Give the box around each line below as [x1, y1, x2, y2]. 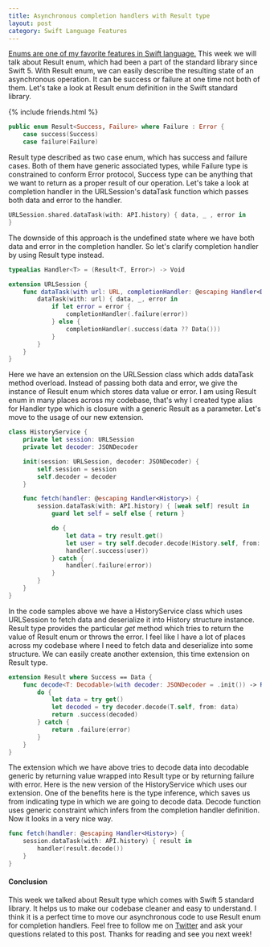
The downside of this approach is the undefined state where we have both [8, 233, 255, 243]
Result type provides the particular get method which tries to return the [8, 623, 244, 633]
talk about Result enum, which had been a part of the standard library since [8, 57, 258, 67]
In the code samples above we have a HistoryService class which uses [8, 606, 243, 616]
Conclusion [8, 877, 48, 887]
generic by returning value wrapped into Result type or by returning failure [8, 771, 255, 781]
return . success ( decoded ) [51, 711, 138, 719]
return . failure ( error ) [51, 725, 131, 733]
